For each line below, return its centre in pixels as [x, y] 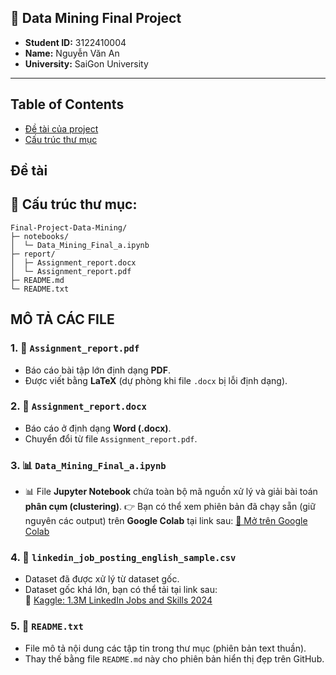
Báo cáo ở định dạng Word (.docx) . [98, 428]
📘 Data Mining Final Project [96, 18]
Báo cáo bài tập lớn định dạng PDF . [97, 370]
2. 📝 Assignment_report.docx [78, 406]
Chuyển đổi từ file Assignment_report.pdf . [111, 438]
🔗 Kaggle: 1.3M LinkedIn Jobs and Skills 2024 [118, 600]
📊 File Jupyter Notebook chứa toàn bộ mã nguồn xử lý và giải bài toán [171, 492]
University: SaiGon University [86, 63]
